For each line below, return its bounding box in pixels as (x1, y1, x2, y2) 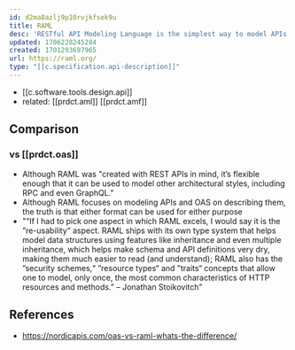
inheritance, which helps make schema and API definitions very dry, (21, 244, 270, 254)
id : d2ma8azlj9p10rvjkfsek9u (9, 12, 117, 22)
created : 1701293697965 (9, 46, 97, 55)
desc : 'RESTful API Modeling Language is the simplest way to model (9, 29, 268, 38)
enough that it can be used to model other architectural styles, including (21, 178, 285, 189)
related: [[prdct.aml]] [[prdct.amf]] (21, 96, 148, 106)
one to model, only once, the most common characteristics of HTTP (21, 272, 270, 283)
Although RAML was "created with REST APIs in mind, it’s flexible (21, 168, 260, 179)
